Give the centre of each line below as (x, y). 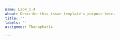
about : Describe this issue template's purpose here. (60, 14)
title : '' (15, 18)
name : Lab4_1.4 (20, 9)
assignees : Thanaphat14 (29, 27)
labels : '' (16, 23)
